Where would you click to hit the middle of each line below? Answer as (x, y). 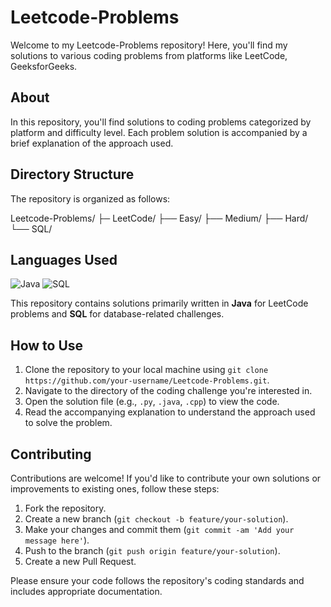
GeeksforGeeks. (44, 66)
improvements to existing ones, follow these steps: (115, 489)
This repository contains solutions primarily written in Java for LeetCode (159, 303)
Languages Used (64, 259)
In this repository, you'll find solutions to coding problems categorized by (161, 122)
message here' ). (57, 540)
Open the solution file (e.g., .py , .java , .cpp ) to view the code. (152, 402)
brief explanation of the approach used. (92, 143)
